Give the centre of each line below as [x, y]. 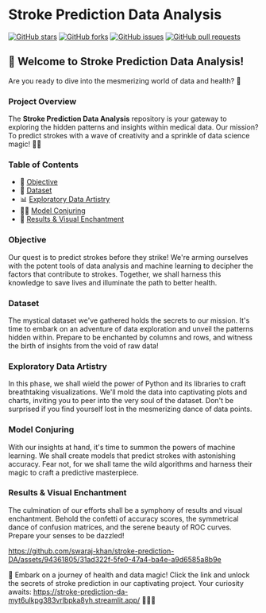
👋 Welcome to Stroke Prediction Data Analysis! [126, 62]
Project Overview [42, 101]
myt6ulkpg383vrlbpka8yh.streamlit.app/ [74, 600]
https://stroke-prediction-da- [81, 592]
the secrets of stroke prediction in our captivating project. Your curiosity [126, 583]
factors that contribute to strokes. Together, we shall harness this [115, 274]
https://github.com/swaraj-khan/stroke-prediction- [91, 551]
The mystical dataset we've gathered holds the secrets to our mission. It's [129, 320]
